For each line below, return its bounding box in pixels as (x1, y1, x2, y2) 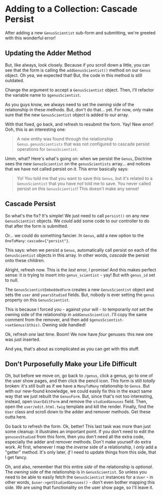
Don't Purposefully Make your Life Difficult (5, 360, 137, 368)
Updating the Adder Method (5, 49, 91, 57)
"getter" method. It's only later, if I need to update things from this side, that (5, 449, 157, 455)
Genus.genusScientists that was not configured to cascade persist (16, 141, 150, 147)
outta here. (5, 414, 27, 420)
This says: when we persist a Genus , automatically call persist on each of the (5, 247, 157, 253)
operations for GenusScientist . (16, 146, 79, 152)
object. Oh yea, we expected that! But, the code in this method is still (5, 72, 142, 78)
